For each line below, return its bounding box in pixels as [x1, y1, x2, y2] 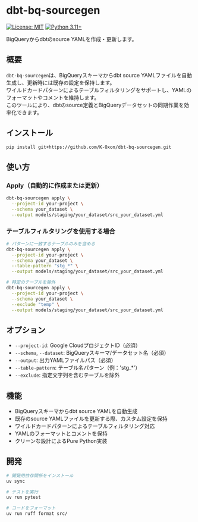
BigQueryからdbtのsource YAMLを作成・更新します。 [6, 35, 137, 42]
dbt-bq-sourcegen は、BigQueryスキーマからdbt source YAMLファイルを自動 [6, 71, 192, 79]
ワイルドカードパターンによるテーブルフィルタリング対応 [14, 423, 155, 430]
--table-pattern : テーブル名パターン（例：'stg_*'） [14, 364, 141, 371]
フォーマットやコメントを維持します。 [6, 93, 100, 101]
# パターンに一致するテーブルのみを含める [6, 240, 95, 247]
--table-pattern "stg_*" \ [11, 263, 78, 269]
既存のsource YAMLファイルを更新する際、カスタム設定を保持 [14, 415, 168, 423]
